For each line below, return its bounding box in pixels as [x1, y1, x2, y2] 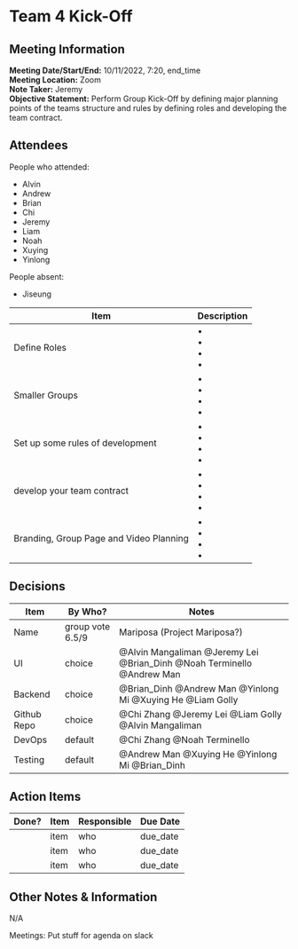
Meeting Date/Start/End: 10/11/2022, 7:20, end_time [9, 65, 201, 75]
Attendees [9, 138, 68, 153]
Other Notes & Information [9, 890, 158, 905]
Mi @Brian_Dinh [118, 759, 186, 771]
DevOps [13, 733, 48, 746]
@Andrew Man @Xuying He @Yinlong [118, 747, 278, 760]
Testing [13, 753, 45, 765]
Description [197, 309, 248, 321]
